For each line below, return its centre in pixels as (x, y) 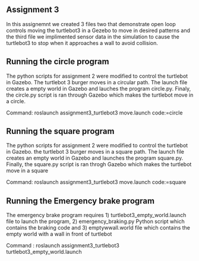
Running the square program (60, 131)
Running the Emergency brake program (80, 201)
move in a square (27, 171)
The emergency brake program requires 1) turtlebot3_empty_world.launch (96, 215)
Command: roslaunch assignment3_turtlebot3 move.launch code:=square (96, 182)
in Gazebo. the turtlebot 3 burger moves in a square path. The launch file (95, 152)
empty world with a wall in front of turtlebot (59, 234)
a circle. (16, 101)
